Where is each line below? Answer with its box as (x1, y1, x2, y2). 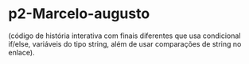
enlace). (8, 47, 35, 57)
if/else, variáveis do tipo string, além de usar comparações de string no (8, 39, 242, 48)
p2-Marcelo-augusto (8, 5, 150, 23)
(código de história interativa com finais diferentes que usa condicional (8, 31, 241, 40)
